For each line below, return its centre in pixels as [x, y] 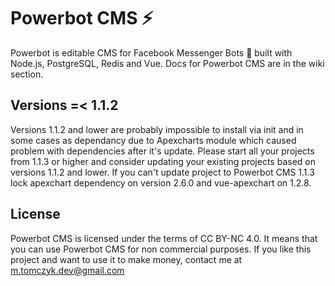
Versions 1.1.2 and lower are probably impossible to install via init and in [157, 129]
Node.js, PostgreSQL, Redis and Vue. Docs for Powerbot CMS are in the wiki [167, 63]
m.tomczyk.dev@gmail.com [67, 270]
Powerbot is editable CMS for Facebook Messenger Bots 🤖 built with [151, 52]
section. [27, 74]
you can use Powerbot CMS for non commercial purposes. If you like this [161, 249]
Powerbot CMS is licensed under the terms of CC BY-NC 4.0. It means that [164, 238]
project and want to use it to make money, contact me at [126, 259]
